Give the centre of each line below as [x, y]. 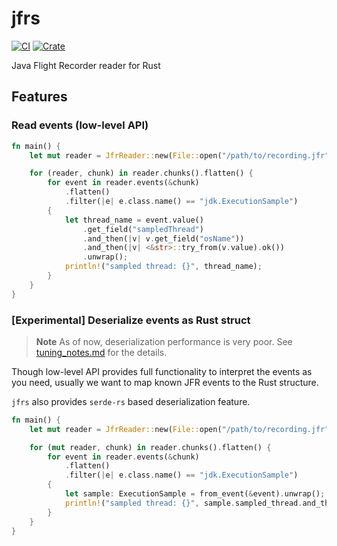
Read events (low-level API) [80, 125]
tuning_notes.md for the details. [101, 352]
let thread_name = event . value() [134, 220]
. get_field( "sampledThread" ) [143, 229]
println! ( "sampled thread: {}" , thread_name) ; [163, 267]
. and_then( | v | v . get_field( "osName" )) [163, 238]
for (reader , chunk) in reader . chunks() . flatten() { [141, 173]
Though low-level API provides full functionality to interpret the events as [162, 371]
